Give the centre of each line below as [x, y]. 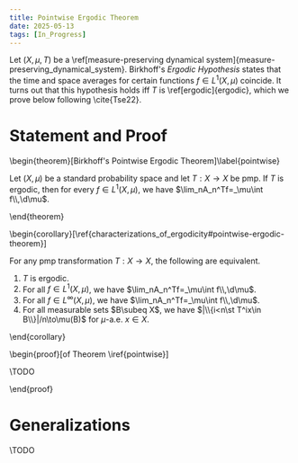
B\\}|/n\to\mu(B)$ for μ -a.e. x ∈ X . [86, 319]
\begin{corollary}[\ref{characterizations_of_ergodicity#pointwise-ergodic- [147, 234]
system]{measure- [240, 60]
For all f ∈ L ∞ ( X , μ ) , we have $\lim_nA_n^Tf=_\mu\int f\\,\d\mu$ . [141, 299]
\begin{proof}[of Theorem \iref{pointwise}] [89, 354]
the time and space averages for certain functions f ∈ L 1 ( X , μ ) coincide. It [145, 80]
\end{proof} [32, 388]
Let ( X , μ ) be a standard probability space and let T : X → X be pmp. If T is [147, 178]
